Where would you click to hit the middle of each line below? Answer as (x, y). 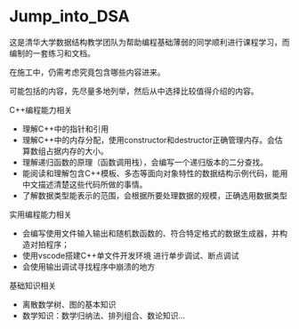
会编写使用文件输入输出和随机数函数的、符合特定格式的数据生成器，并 (151, 233)
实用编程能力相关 (40, 214)
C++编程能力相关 (41, 109)
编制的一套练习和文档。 (52, 53)
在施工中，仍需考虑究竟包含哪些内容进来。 (87, 72)
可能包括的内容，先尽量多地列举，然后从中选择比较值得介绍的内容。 (134, 91)
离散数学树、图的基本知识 (69, 304)
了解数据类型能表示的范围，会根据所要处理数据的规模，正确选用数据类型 (154, 195)
